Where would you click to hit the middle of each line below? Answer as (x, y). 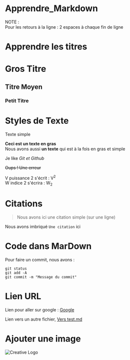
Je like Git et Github (25, 158)
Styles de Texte (37, 121)
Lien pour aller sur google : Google (40, 309)
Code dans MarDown (48, 246)
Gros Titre (26, 69)
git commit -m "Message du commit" (41, 277)
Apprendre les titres (46, 47)
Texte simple (18, 134)
